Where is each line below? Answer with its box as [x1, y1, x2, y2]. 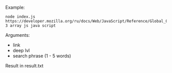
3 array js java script [5, 23, 56, 28]
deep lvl [12, 47, 30, 53]
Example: [5, 5, 25, 10]
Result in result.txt [5, 63, 44, 68]
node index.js [5, 14, 36, 19]
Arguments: [5, 32, 30, 38]
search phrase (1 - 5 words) [12, 53, 72, 59]
